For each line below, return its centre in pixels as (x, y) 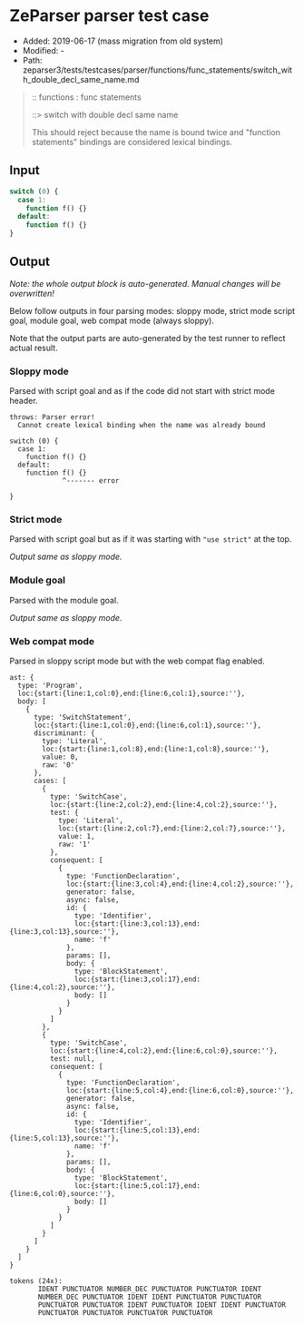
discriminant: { (64, 733)
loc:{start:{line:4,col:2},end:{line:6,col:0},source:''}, (164, 1051)
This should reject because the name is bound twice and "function (156, 132)
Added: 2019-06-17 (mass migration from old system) (123, 41)
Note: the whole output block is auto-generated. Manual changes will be (145, 283)
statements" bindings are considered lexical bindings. (132, 142)
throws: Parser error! (52, 417)
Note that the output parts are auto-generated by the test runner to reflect (147, 338)
